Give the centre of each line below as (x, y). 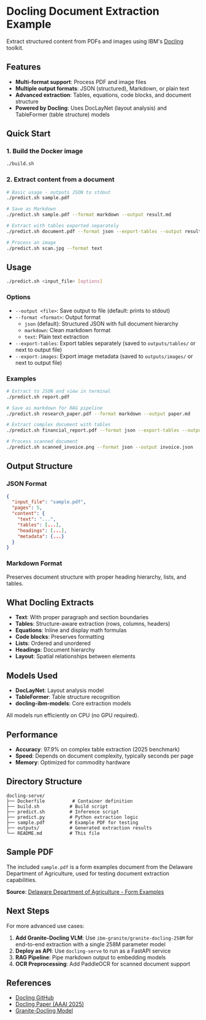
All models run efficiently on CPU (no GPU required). (73, 715)
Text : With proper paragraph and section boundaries (82, 617)
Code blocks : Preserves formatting (60, 637)
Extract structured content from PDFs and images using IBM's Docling (95, 41)
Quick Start (29, 134)
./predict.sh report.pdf (38, 397)
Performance (32, 735)
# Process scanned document (42, 442)
